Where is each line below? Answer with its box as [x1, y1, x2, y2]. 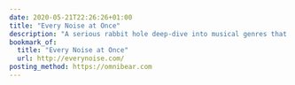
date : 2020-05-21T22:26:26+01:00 [9, 12, 133, 22]
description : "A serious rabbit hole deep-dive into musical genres [9, 29, 268, 38]
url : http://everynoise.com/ [17, 54, 125, 63]
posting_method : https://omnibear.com [9, 63, 152, 72]
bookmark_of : [9, 37, 58, 47]
